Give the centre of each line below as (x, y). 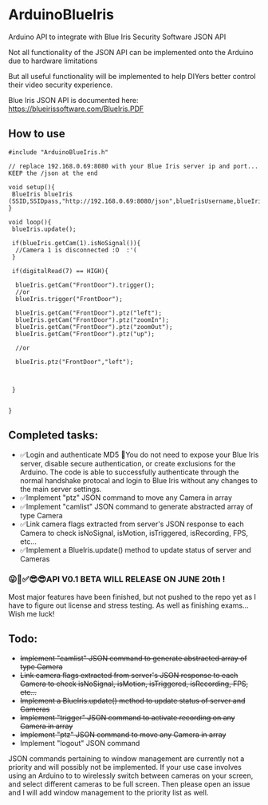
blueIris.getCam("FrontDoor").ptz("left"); (89, 313)
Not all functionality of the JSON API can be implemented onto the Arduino (131, 52)
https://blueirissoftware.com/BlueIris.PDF (76, 109)
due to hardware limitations (53, 61)
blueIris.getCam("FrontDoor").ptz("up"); (85, 334)
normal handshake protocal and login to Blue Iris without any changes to (138, 480)
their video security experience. (61, 85)
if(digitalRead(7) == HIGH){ (60, 271)
